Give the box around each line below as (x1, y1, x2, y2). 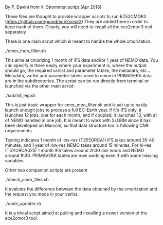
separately (5, 29, 27, 35)
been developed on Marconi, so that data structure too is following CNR (5, 122, 149, 128)
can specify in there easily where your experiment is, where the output (5, 63, 147, 68)
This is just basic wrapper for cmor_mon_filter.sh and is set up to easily (5, 102, 147, 107)
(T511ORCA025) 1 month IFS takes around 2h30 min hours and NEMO (5, 148, 145, 153)
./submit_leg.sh (5, 92, 36, 98)
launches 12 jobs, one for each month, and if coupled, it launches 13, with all (5, 112, 158, 118)
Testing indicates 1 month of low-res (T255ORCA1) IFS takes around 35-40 (5, 137, 155, 143)
